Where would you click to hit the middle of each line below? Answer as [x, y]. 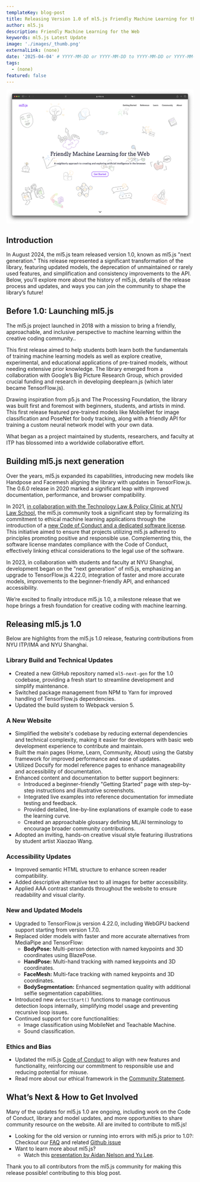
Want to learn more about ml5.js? [55, 1149]
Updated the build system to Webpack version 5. [75, 705]
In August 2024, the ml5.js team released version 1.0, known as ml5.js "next [99, 254]
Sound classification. [49, 1031]
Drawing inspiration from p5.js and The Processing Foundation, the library [97, 399]
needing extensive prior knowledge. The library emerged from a [85, 369]
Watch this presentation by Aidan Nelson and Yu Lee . [89, 1155]
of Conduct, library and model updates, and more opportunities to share [94, 1118]
